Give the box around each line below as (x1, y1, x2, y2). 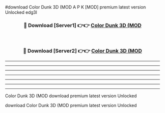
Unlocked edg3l (5, 9, 37, 15)
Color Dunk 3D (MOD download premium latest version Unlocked (5, 93, 137, 99)
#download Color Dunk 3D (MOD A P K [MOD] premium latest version (5, 4, 146, 10)
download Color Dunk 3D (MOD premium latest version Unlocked (5, 102, 137, 108)
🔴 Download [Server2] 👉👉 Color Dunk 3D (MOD (23, 48, 142, 55)
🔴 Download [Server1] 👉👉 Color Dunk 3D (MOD (24, 22, 141, 28)
